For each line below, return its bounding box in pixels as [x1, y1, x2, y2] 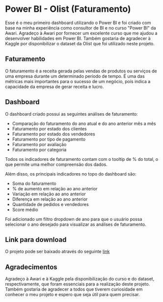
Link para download [5, 235, 67, 244]
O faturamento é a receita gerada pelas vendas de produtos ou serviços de [5, 68, 157, 74]
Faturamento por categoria [12, 147, 67, 152]
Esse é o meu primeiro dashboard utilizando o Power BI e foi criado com [5, 20, 151, 26]
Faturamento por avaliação [12, 141, 67, 147]
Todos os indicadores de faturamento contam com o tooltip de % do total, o [5, 156, 159, 162]
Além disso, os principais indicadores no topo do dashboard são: [5, 171, 136, 177]
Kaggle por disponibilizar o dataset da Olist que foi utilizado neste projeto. [5, 40, 155, 46]
